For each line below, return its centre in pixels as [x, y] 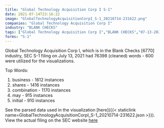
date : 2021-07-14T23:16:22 [32, 14]
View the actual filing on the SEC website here [51, 120]
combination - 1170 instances [41, 90]
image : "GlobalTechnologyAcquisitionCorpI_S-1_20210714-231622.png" [76, 18]
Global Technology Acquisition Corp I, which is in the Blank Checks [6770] [80, 50]
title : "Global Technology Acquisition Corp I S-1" [59, 9]
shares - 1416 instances [36, 85]
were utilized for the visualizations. [40, 61]
